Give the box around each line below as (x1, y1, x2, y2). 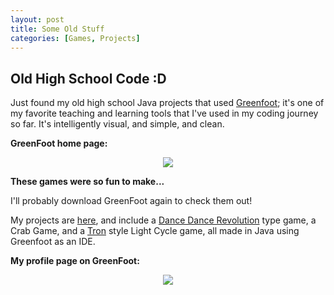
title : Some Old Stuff (10, 24, 105, 34)
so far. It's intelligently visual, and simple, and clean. (10, 118, 225, 130)
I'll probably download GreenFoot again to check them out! (10, 195, 253, 207)
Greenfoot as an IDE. (10, 236, 96, 248)
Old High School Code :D (10, 70, 167, 87)
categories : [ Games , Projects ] (10, 33, 141, 43)
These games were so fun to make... (10, 176, 165, 188)
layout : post (10, 14, 65, 25)
